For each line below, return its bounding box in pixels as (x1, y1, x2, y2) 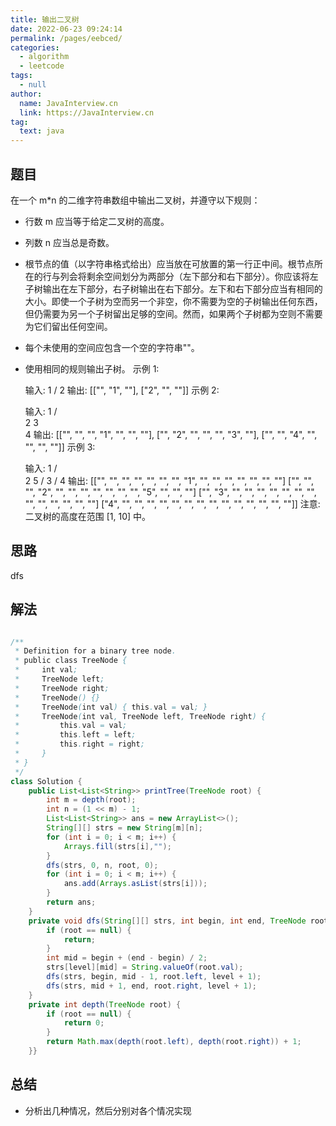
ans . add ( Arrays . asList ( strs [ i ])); (63, 879, 208, 889)
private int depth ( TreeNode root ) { (28, 999, 182, 1010)
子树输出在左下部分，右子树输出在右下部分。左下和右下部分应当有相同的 (24, 282, 323, 295)
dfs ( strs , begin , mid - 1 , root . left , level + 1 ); (46, 972, 262, 982)
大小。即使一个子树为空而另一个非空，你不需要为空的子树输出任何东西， (24, 295, 323, 307)
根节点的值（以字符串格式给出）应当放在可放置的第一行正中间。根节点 (24, 257, 315, 270)
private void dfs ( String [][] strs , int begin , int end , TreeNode (28, 916, 307, 926)
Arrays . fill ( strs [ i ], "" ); (63, 841, 172, 851)
